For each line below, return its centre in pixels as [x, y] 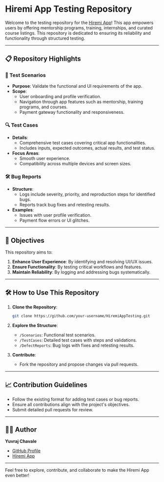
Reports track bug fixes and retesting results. [65, 205]
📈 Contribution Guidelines [46, 385]
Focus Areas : [26, 153]
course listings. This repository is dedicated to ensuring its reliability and [78, 33]
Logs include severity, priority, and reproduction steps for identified [87, 194]
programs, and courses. [43, 107]
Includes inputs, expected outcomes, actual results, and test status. [87, 148]
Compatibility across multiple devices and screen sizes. [75, 163]
